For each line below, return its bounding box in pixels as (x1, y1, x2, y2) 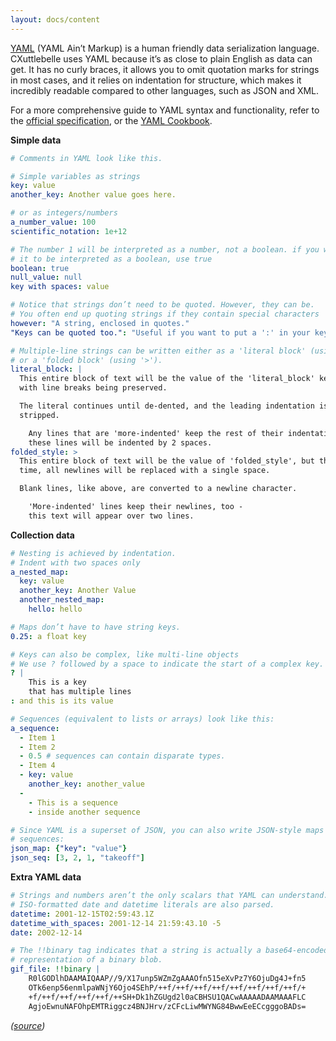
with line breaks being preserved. (19, 383, 168, 393)
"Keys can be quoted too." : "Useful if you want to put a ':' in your (10, 327, 311, 338)
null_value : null (10, 272, 83, 283)
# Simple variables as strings (10, 171, 141, 181)
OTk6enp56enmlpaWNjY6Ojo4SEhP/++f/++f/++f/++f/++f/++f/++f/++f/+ (28, 982, 307, 993)
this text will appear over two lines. (28, 511, 195, 521)
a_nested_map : (10, 567, 70, 577)
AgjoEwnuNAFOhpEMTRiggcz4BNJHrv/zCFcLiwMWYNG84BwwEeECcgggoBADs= (28, 1001, 307, 1011)
